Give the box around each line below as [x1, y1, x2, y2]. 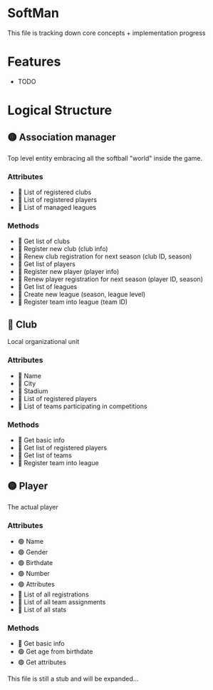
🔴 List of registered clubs [17, 188, 92, 197]
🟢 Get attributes [17, 658, 66, 666]
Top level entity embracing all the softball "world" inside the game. [7, 153, 203, 162]
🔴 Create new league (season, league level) [17, 290, 146, 299]
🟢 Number [17, 569, 50, 577]
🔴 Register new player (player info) [17, 268, 120, 276]
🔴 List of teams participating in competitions [17, 402, 147, 410]
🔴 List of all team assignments [17, 597, 106, 606]
